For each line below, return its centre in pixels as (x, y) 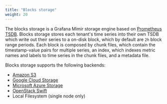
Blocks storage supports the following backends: (55, 65)
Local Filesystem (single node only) (49, 96)
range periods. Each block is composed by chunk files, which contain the (80, 44)
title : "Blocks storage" (31, 10)
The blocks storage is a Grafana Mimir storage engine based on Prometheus (83, 28)
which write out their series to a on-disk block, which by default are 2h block (83, 39)
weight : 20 (16, 14)
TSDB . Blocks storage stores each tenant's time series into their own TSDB (82, 34)
